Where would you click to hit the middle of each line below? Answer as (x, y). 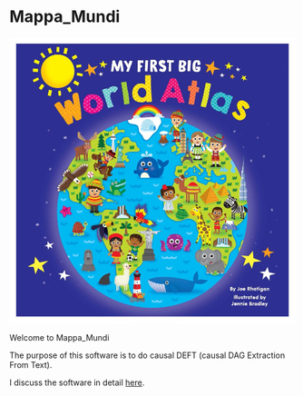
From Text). (31, 364)
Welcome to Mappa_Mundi (59, 337)
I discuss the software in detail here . (77, 382)
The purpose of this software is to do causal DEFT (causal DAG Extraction (147, 355)
